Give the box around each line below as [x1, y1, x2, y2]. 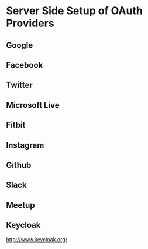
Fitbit [6, 120, 26, 130]
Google [6, 40, 33, 50]
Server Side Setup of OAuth [6, 4, 143, 18]
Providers [6, 16, 54, 30]
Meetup [6, 200, 35, 210]
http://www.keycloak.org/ [6, 235, 67, 243]
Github [6, 160, 32, 170]
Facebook [6, 60, 43, 70]
